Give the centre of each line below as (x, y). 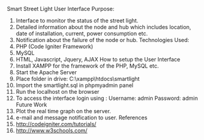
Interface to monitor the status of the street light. (77, 20)
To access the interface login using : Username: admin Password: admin (107, 98)
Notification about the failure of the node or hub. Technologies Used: (102, 40)
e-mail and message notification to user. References (82, 117)
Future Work (31, 105)
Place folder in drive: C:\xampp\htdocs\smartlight (78, 79)
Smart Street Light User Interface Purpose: (61, 9)
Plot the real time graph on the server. (64, 111)
